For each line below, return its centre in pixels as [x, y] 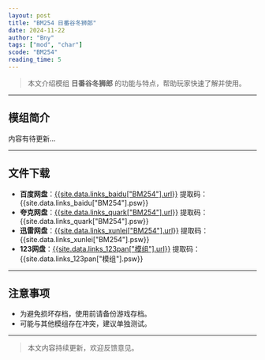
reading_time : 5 [35, 60]
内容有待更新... [32, 138]
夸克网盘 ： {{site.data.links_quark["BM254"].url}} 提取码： [114, 212]
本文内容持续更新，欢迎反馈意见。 [83, 348]
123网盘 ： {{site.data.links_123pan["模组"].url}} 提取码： [110, 248]
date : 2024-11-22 [37, 30]
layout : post [30, 15]
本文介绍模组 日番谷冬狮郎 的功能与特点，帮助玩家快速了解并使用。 [136, 83]
